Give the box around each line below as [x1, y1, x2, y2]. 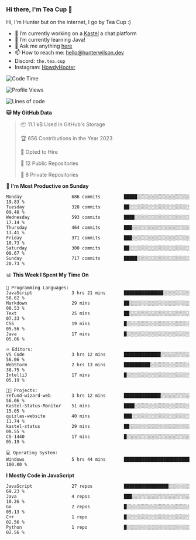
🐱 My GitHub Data [6, 109, 53, 116]
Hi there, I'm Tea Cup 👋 [6, 5, 73, 14]
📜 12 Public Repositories [20, 160, 79, 167]
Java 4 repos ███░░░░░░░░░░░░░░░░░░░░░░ [6, 494, 190, 500]
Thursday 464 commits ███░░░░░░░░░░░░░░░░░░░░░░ [6, 225, 190, 231]
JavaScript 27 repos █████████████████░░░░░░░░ [6, 484, 190, 490]
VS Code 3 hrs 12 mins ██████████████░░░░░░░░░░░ [6, 352, 190, 357]
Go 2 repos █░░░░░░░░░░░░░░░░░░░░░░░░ [6, 504, 190, 510]
